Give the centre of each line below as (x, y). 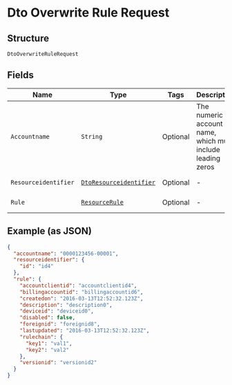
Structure (28, 38)
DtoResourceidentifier (118, 182)
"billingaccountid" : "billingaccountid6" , (81, 292)
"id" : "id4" (37, 266)
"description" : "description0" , (66, 305)
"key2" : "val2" (47, 350)
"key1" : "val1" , (49, 344)
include (209, 149)
